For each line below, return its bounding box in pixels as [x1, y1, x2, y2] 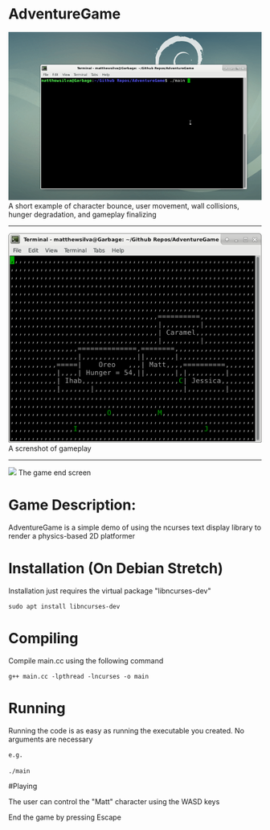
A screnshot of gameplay [8, 444, 92, 453]
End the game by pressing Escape [8, 812, 122, 822]
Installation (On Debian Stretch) [8, 560, 223, 578]
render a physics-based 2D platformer [8, 531, 135, 541]
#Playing [8, 781, 38, 791]
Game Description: [8, 496, 137, 514]
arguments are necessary [8, 734, 93, 744]
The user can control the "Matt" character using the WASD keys [8, 796, 220, 806]
